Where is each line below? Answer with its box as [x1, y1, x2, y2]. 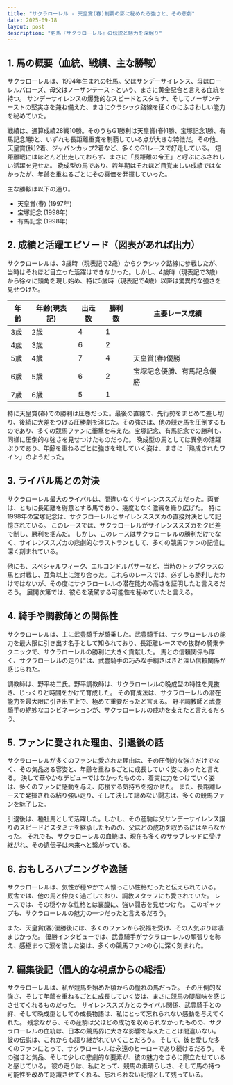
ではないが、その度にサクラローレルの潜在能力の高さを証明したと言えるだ [12, 579, 226, 587]
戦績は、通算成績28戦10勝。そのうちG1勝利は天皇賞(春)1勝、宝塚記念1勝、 [7, 127, 220, 135]
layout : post [7, 23, 45, 30]
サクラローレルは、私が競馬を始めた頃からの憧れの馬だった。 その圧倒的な [7, 983, 222, 992]
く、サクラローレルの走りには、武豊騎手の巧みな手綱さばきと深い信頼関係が [7, 656, 226, 665]
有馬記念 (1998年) [17, 217, 68, 225]
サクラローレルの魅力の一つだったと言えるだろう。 [25, 909, 171, 917]
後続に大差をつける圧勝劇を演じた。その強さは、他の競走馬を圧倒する [19, 418, 220, 426]
